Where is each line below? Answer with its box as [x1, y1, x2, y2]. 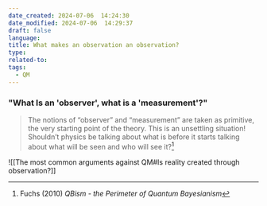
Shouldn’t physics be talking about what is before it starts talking [27, 132, 240, 142]
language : [8, 33, 41, 42]
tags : [8, 64, 26, 72]
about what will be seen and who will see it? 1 [27, 140, 175, 151]
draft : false [8, 26, 52, 34]
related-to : [8, 56, 48, 64]
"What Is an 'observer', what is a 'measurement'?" [8, 97, 208, 108]
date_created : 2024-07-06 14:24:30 [8, 11, 130, 20]
